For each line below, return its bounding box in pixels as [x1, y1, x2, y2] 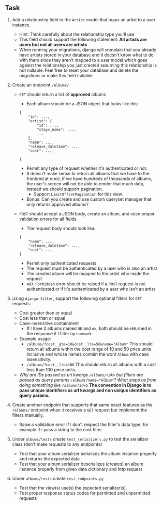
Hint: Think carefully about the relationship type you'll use [19, 31, 134, 37]
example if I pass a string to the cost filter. [19, 426, 103, 432]
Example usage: [19, 336, 52, 342]
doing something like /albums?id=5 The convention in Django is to [19, 382, 151, 388]
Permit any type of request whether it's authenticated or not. [26, 165, 147, 171]
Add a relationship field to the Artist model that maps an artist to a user [12, 16, 156, 22]
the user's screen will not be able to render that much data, [26, 180, 145, 186]
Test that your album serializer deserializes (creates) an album [19, 461, 144, 467]
